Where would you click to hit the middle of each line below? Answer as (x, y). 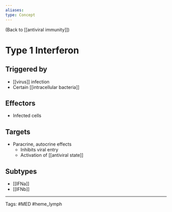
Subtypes (21, 171)
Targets (18, 132)
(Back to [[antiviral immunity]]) (38, 29)
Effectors (20, 103)
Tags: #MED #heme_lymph (34, 204)
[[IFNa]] (21, 184)
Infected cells (27, 116)
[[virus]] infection (31, 82)
